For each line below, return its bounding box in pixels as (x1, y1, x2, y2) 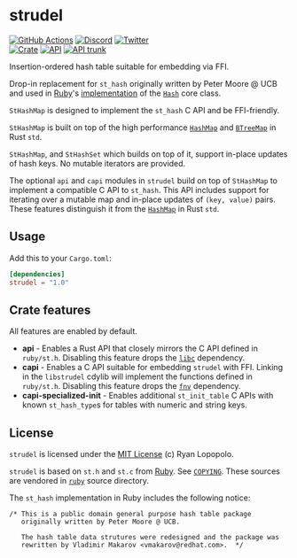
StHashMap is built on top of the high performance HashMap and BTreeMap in (9, 121, 277, 133)
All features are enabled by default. (9, 326, 137, 337)
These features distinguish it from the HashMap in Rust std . (9, 203, 220, 213)
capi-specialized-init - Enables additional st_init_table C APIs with (21, 391, 274, 401)
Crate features (9, 302, 91, 317)
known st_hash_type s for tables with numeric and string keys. (21, 399, 248, 410)
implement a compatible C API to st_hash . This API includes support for (9, 184, 270, 195)
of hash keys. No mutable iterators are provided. (9, 158, 186, 168)
